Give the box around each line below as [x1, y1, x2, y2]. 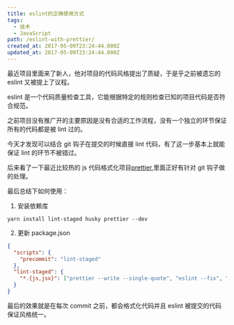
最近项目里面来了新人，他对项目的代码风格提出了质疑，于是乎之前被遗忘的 [7, 69, 221, 77]
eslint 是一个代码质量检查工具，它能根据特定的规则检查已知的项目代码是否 [7, 92, 220, 101]
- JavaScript [13, 29, 52, 37]
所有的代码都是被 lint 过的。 [7, 125, 87, 133]
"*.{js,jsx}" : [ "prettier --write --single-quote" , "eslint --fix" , [19, 275, 223, 282]
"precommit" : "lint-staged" [19, 255, 101, 262]
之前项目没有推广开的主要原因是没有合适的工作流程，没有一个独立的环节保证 [7, 116, 227, 124]
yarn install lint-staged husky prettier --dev [7, 216, 148, 222]
